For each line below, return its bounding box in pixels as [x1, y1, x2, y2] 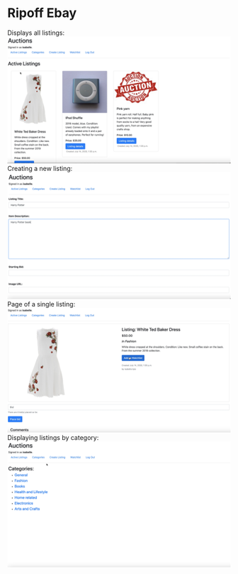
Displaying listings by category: [7, 434, 99, 442]
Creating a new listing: [7, 165, 73, 173]
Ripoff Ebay [7, 5, 77, 21]
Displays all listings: [7, 28, 65, 37]
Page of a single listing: [7, 299, 76, 308]
